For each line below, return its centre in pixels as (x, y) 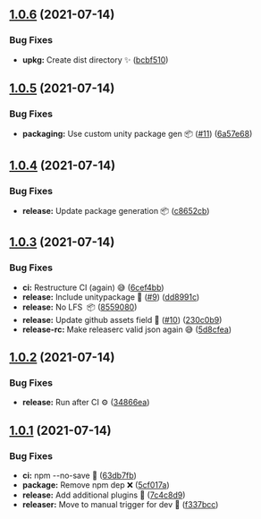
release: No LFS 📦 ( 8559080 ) (80, 307)
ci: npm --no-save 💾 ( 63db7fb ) (79, 476)
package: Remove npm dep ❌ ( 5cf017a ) (96, 485)
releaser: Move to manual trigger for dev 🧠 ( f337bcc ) (120, 505)
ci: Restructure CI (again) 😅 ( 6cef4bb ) (93, 287)
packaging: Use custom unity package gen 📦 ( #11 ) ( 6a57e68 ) (137, 134)
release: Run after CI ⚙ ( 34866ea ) (86, 403)
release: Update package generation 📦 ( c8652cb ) (116, 211)
